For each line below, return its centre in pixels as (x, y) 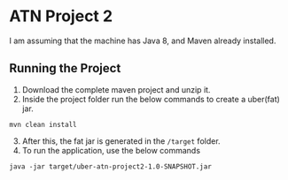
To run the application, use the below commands (111, 150)
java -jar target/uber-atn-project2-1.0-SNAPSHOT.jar (111, 166)
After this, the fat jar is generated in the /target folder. (121, 141)
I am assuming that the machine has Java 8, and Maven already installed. (143, 41)
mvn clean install (43, 124)
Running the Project (65, 68)
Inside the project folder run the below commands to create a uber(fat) (151, 99)
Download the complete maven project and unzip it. (116, 89)
